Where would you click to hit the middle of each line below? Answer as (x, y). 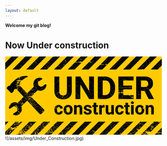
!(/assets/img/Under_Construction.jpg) (44, 138)
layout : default (22, 10)
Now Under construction (57, 45)
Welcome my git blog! (28, 25)
